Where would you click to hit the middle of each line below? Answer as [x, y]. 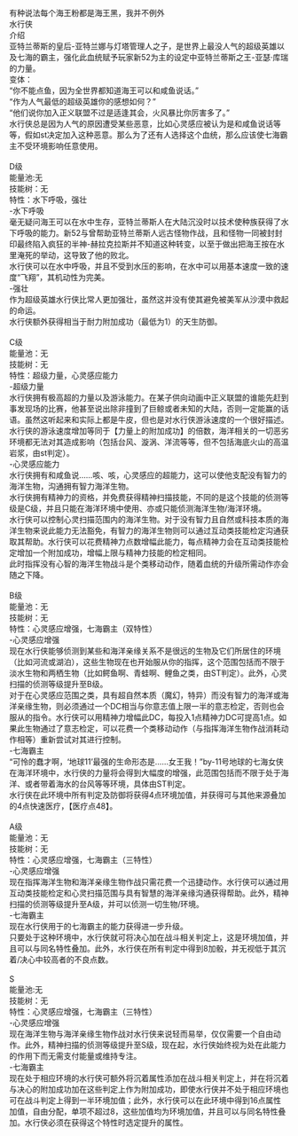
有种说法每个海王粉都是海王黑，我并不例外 [87, 13]
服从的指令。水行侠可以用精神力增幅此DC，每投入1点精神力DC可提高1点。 [144, 717]
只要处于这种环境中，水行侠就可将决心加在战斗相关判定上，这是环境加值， [145, 937]
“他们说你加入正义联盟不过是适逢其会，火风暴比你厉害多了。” [120, 113]
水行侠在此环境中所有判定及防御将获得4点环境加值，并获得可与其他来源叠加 [148, 795]
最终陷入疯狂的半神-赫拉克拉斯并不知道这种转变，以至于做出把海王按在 [147, 244]
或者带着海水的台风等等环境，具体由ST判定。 [107, 784]
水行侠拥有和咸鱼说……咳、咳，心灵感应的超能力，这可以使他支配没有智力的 [148, 475]
